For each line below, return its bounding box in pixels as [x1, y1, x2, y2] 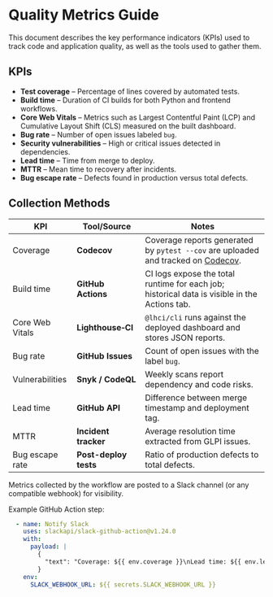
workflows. [19, 103, 58, 113]
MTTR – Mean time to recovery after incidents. [19, 164, 177, 174]
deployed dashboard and [145, 321, 241, 333]
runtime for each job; [145, 278, 225, 290]
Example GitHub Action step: [8, 504, 105, 514]
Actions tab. [145, 298, 191, 310]
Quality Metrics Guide [8, 6, 160, 24]
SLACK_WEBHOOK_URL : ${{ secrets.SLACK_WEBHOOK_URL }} [29, 580, 217, 589]
